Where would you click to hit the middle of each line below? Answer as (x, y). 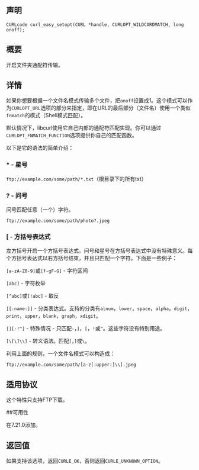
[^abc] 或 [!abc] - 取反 (33, 296)
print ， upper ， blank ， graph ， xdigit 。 (54, 316)
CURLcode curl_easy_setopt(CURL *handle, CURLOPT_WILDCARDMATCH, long (95, 25)
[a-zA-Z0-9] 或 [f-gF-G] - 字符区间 (47, 271)
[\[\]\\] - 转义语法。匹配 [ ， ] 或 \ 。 (48, 341)
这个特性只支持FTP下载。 (37, 400)
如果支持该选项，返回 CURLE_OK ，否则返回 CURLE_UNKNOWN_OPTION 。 (85, 461)
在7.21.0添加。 (23, 425)
